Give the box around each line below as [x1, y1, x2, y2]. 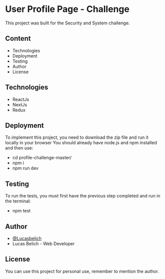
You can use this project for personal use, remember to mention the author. [5, 268, 159, 274]
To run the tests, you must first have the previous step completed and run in [5, 193, 161, 199]
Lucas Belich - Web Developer [12, 241, 75, 247]
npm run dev [12, 165, 39, 171]
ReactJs [12, 96, 29, 102]
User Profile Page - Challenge [5, 3, 130, 15]
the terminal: [5, 198, 31, 204]
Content [5, 34, 31, 43]
